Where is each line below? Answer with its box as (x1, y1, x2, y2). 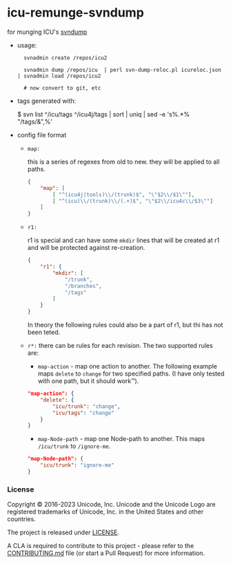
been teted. (27, 328, 61, 336)
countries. (7, 515, 36, 523)
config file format (17, 130, 67, 139)
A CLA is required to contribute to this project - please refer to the (7, 542, 194, 550)
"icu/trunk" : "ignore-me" (40, 462, 115, 469)
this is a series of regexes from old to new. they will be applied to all (27, 157, 220, 166)
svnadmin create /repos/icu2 (23, 54, 108, 61)
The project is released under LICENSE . (7, 528, 119, 536)
